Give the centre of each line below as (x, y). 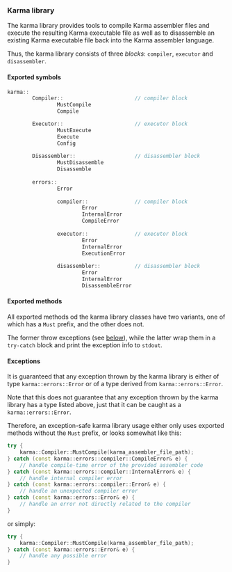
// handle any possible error (64, 556)
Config (66, 143)
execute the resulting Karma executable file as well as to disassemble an (111, 33)
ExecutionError (104, 253)
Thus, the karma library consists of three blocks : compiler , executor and (110, 54)
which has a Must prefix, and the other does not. (76, 324)
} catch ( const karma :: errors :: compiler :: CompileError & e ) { (98, 459)
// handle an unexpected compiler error (79, 491)
